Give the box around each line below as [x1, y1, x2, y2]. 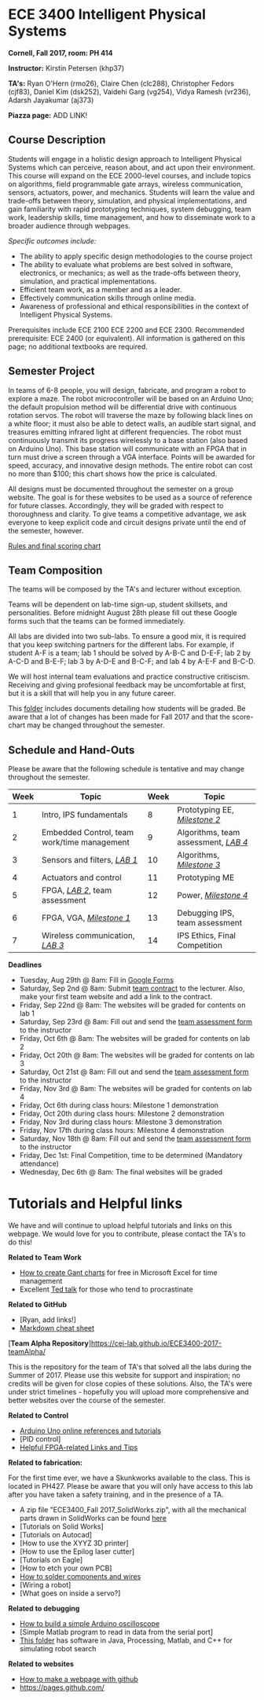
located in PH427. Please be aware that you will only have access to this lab [8, 1482, 254, 1491]
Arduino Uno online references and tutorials [19, 1426, 162, 1435]
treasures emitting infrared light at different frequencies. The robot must [8, 427, 242, 437]
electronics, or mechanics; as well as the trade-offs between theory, [19, 268, 241, 277]
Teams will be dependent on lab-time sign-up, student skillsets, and [8, 599, 228, 610]
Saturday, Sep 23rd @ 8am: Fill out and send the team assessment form [19, 1017, 253, 1027]
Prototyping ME [176, 872, 234, 883]
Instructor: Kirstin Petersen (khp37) [8, 63, 125, 72]
